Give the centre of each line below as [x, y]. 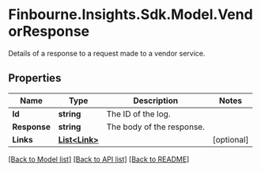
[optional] [231, 139]
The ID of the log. [138, 114]
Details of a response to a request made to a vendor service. [107, 53]
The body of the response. [156, 127]
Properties [35, 78]
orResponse [49, 31]
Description [156, 101]
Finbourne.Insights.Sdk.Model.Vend [130, 15]
